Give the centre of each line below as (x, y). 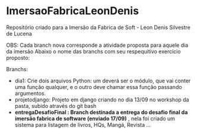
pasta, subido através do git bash (55, 106)
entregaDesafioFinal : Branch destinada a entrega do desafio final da (101, 112)
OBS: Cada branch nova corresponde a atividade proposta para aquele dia (97, 45)
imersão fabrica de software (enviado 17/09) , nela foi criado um (95, 118)
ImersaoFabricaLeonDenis (73, 11)
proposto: (18, 58)
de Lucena (19, 33)
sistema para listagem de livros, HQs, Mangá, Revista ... (83, 125)
